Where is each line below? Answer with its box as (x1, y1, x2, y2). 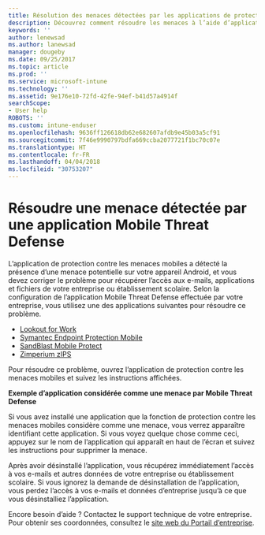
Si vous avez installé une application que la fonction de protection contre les (8, 411, 256, 422)
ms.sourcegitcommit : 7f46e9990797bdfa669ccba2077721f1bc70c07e (8, 136, 221, 144)
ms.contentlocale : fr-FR (8, 150, 90, 158)
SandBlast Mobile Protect (19, 340, 103, 351)
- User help (8, 107, 47, 115)
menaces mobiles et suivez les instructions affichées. (8, 373, 182, 382)
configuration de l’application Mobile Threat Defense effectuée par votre (8, 292, 243, 302)
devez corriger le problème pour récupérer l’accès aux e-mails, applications (8, 275, 255, 284)
